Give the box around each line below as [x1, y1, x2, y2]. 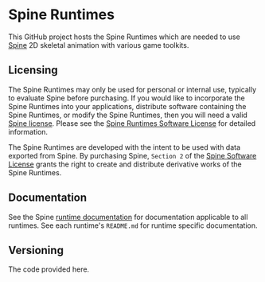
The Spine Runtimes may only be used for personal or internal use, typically [8, 84, 257, 94]
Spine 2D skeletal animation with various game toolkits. [8, 40, 189, 49]
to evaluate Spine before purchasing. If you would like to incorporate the [8, 93, 245, 103]
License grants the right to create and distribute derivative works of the [8, 159, 242, 169]
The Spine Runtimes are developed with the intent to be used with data [8, 142, 241, 152]
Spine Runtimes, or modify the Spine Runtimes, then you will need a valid [8, 110, 248, 119]
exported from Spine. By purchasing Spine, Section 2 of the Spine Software [8, 151, 257, 160]
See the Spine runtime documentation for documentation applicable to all [8, 212, 248, 221]
